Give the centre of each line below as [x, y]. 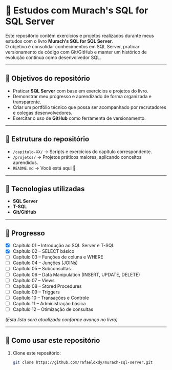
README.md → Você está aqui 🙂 [44, 168]
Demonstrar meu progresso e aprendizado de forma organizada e [82, 96]
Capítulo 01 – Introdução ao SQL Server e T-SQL [63, 246]
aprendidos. [25, 162]
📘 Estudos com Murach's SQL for [77, 11]
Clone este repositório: [37, 353]
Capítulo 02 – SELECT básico [44, 251]
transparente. [27, 102]
